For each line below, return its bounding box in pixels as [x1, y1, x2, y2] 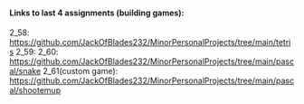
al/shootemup [9, 85, 62, 96]
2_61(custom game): [43, 66, 119, 77]
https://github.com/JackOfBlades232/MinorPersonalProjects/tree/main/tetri [9, 37, 291, 48]
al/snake [9, 66, 42, 77]
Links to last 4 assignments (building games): [9, 7, 185, 18]
